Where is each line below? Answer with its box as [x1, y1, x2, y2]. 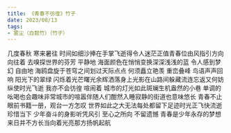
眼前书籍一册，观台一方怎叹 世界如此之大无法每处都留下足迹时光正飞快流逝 [7, 101, 223, 109]
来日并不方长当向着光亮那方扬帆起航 [7, 118, 111, 127]
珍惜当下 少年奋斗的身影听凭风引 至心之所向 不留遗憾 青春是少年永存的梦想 [7, 110, 221, 118]
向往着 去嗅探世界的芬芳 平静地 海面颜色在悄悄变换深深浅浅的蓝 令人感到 [7, 58, 216, 66]
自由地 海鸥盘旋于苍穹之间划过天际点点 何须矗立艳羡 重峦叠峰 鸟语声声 [15, 66, 217, 75]
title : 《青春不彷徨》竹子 [7, 10, 77, 17]
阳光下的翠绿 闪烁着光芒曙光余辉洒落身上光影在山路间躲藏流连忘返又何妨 [15, 76, 224, 84]
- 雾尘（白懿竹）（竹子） [7, 29, 68, 37]
